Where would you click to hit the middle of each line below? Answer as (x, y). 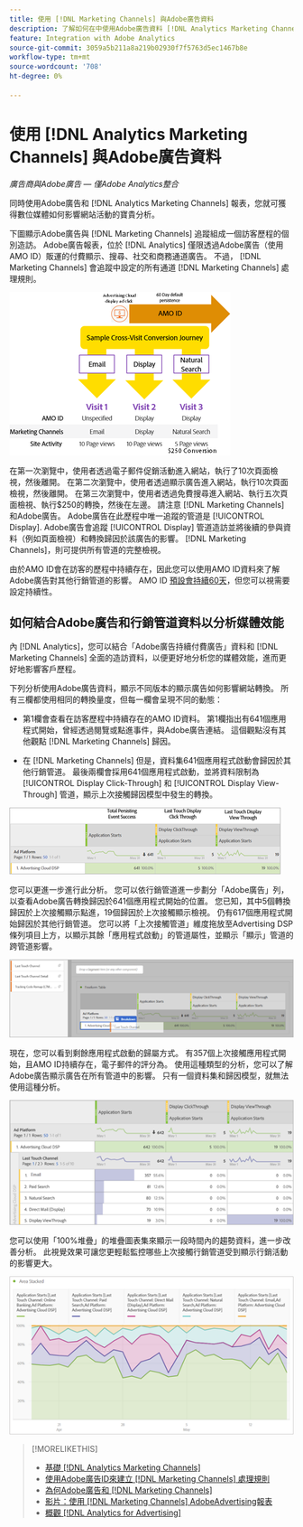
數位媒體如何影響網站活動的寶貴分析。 (88, 214)
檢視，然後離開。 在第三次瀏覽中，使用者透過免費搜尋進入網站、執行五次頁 (149, 493)
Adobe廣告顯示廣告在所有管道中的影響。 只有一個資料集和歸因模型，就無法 (149, 1076)
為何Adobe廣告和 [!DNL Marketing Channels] (129, 1490)
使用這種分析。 (37, 1087)
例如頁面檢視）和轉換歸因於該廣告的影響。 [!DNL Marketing (135, 539)
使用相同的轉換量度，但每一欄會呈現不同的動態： (131, 699)
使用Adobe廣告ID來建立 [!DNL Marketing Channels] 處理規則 (157, 1478)
